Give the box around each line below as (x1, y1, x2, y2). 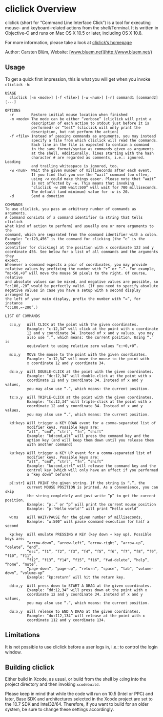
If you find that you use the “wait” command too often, (31, 172, 150, 177)
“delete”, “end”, (5, 545, 41, 550)
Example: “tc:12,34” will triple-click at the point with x (26, 399, 152, 404)
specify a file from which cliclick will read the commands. (31, 138, 159, 143)
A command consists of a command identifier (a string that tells (5, 215, 143, 220)
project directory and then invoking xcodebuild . (5, 681, 100, 687)
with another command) (26, 442, 73, 447)
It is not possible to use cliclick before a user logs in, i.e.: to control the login (5, 644, 158, 649)
